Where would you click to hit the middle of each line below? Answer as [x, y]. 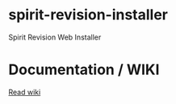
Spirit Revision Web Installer [55, 37]
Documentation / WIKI [84, 70]
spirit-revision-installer [88, 15]
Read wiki [25, 92]
